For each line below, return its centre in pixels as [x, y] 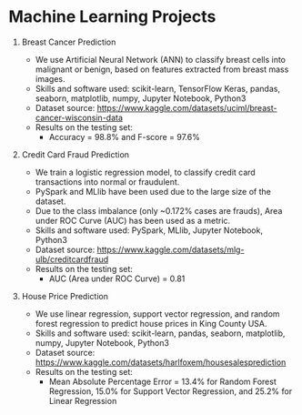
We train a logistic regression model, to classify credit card [145, 172]
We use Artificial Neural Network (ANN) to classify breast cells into [161, 59]
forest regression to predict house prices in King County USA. [151, 323]
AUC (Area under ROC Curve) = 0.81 [117, 278]
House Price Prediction [65, 296]
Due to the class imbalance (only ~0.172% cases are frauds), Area [159, 210]
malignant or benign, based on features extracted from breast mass [162, 69]
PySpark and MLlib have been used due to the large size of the [153, 191]
